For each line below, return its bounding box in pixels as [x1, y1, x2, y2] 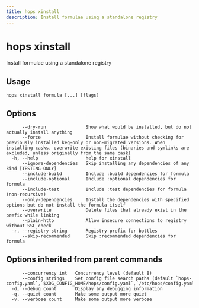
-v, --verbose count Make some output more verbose [11, 296, 152, 302]
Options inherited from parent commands [6, 255, 163, 265]
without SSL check [6, 223, 52, 229]
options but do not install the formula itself [6, 202, 126, 208]
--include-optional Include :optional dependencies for [21, 176, 176, 182]
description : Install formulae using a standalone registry [6, 14, 158, 20]
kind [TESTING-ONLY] [6, 166, 57, 172]
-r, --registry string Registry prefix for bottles [11, 228, 158, 234]
